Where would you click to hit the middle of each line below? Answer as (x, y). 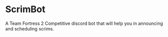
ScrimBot (25, 9)
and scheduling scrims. (30, 28)
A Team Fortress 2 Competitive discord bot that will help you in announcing (84, 23)
